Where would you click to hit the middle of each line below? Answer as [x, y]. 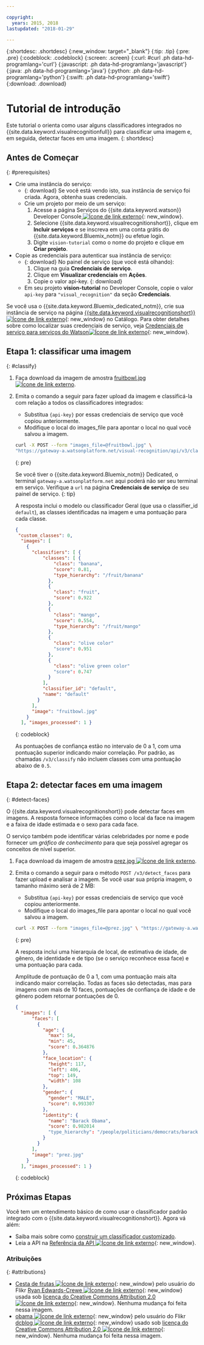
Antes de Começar [43, 157]
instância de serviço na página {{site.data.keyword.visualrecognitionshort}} [101, 313]
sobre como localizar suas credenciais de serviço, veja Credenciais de [95, 326]
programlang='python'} [36, 78]
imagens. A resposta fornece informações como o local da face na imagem [100, 818]
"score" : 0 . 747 [73, 672]
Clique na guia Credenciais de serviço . [83, 269]
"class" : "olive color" [84, 643]
